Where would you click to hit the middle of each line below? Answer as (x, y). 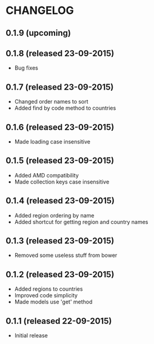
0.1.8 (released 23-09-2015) (60, 53)
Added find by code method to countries (65, 108)
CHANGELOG (40, 11)
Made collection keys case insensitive (62, 182)
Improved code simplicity (46, 296)
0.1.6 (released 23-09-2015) (60, 127)
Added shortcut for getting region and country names (81, 222)
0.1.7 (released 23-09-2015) (60, 87)
